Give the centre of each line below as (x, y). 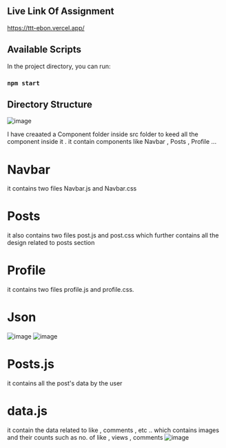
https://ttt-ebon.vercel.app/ (46, 28)
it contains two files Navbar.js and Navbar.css (72, 189)
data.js (28, 411)
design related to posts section (51, 243)
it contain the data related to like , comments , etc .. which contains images (113, 430)
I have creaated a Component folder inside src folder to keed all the (103, 134)
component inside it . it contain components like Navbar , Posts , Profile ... (112, 142)
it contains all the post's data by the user (65, 383)
